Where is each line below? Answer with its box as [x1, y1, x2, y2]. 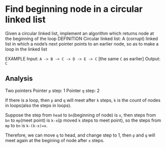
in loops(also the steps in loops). [5, 102, 72, 108]
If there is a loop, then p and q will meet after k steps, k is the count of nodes [5, 97, 161, 103]
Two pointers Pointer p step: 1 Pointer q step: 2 [5, 88, 100, 94]
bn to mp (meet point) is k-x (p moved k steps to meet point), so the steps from [5, 117, 161, 123]
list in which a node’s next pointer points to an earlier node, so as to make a [5, 41, 159, 47]
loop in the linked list [5, 46, 48, 52]
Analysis [5, 74, 33, 83]
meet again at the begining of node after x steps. [5, 137, 105, 143]
